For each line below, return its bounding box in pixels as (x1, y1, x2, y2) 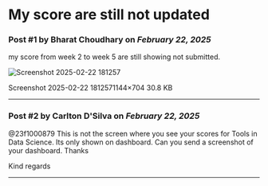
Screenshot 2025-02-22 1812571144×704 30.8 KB (8, 83, 173, 93)
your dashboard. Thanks (8, 145, 89, 155)
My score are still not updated (8, 6, 210, 24)
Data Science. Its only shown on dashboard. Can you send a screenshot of (8, 137, 254, 147)
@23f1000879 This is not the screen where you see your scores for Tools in (8, 129, 258, 138)
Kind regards (8, 161, 51, 171)
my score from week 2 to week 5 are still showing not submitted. (8, 52, 221, 61)
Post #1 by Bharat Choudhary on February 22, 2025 (8, 34, 211, 46)
